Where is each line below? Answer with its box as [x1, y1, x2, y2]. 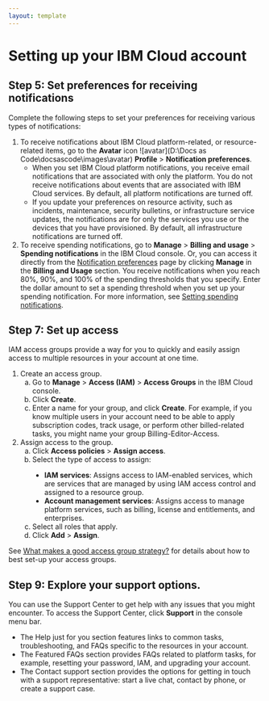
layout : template [8, 11, 67, 20]
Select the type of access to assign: [31, 455, 151, 464]
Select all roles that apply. [31, 522, 118, 531]
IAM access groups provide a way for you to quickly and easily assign [8, 345, 240, 355]
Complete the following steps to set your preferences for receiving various [8, 112, 255, 122]
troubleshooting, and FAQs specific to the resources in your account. [19, 641, 249, 651]
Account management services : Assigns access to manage [43, 496, 245, 506]
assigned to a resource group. [43, 488, 144, 497]
